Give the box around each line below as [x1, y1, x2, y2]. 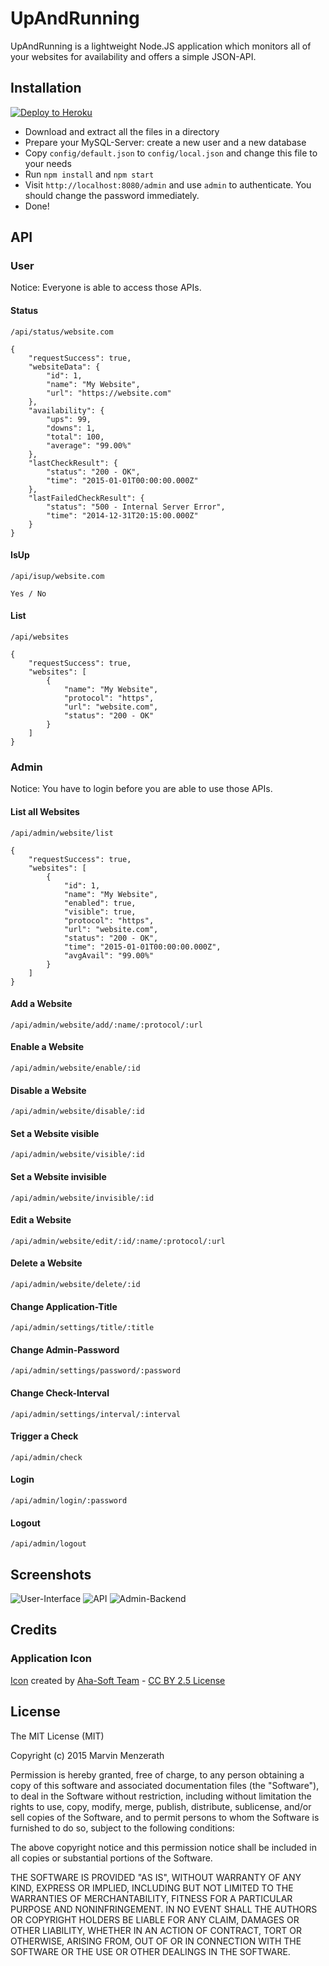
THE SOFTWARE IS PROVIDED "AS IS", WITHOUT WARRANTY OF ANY [10, 1871, 302, 1883]
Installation [10, 80, 82, 97]
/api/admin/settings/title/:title [10, 1323, 155, 1333]
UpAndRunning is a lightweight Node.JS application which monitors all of [10, 40, 312, 52]
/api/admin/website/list [10, 828, 114, 838]
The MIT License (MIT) [10, 1730, 105, 1742]
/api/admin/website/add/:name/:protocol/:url [10, 1020, 203, 1030]
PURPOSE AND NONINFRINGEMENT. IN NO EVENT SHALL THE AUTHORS [10, 1903, 318, 1915]
